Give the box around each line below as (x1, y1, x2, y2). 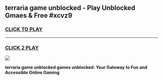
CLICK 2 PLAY (5, 44, 39, 51)
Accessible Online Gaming (5, 69, 60, 75)
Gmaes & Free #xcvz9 (5, 12, 73, 20)
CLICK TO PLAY (5, 26, 43, 33)
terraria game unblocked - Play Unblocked (5, 4, 136, 12)
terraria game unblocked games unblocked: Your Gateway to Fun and (5, 64, 147, 70)
